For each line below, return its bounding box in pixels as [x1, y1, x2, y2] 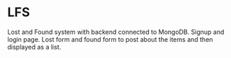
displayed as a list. [7, 42, 62, 51]
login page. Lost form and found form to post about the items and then [7, 35, 213, 43]
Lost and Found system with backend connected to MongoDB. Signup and [7, 28, 225, 36]
